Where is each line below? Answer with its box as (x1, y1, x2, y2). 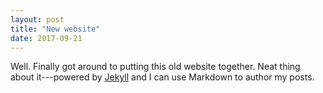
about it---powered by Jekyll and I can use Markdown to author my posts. (10, 71, 315, 83)
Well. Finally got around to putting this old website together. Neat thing (10, 61, 301, 73)
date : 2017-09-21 (10, 33, 83, 43)
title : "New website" (10, 24, 101, 34)
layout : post (10, 14, 65, 25)
